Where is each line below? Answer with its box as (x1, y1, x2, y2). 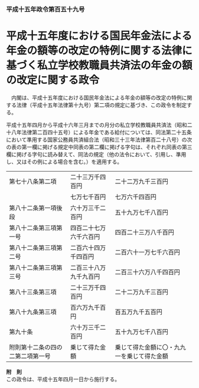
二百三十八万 (70, 264, 106, 272)
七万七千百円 (70, 193, 106, 201)
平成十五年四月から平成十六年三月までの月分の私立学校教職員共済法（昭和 (6, 121, 187, 128)
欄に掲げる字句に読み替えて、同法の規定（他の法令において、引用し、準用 (6, 150, 187, 157)
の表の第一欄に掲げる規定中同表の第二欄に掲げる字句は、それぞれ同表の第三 (6, 143, 193, 150)
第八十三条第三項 (9, 288, 57, 296)
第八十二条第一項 (9, 203, 57, 212)
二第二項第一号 (9, 352, 51, 360)
